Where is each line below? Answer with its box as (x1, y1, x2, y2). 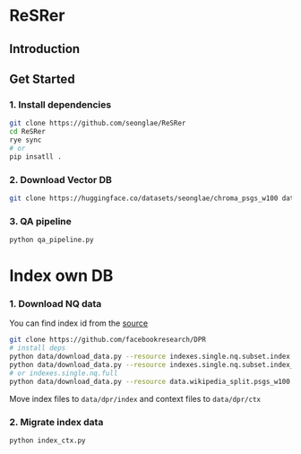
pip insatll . (9, 152, 63, 162)
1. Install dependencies (9, 98, 112, 110)
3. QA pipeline (9, 214, 72, 227)
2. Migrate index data (9, 415, 104, 428)
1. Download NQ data (9, 298, 102, 310)
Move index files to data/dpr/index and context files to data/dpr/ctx (9, 393, 262, 404)
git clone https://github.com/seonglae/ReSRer (9, 118, 186, 128)
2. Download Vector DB (9, 173, 112, 186)
